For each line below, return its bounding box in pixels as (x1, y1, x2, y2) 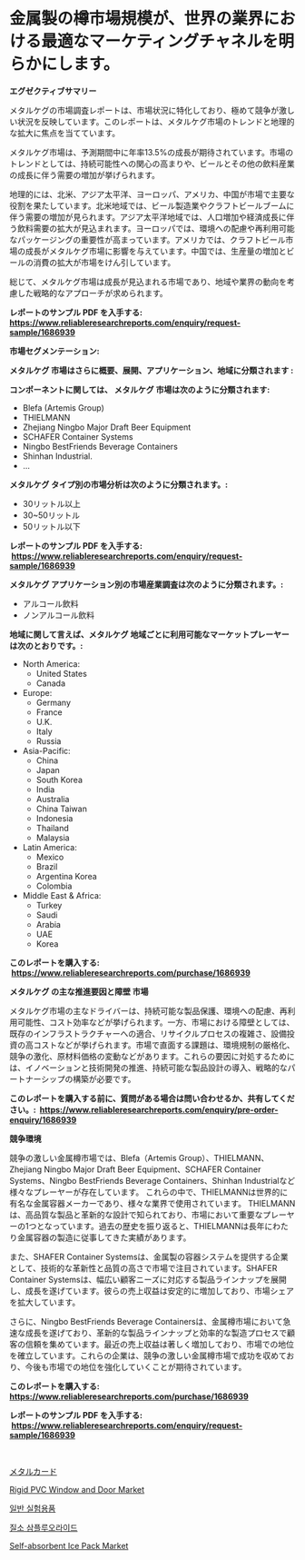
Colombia (35, 880, 73, 891)
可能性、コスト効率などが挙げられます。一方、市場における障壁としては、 (16, 1017, 295, 1028)
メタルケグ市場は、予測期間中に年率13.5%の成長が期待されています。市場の (9, 146, 294, 157)
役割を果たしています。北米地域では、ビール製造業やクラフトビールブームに (9, 200, 295, 211)
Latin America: (22, 841, 77, 852)
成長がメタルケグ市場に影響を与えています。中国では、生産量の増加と (25, 245, 287, 256)
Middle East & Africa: (22, 889, 102, 900)
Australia (35, 793, 70, 804)
